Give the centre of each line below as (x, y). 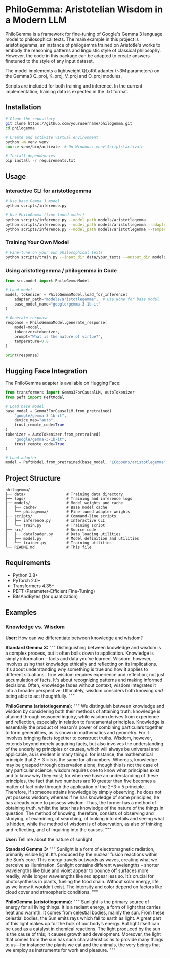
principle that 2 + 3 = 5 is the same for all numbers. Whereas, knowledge (81, 759)
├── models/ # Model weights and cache (64, 503)
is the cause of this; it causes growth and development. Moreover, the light (83, 934)
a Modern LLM (36, 20)
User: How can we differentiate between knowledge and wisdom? (74, 638)
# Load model (19, 290)
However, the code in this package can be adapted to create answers (78, 55)
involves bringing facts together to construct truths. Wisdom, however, (79, 738)
